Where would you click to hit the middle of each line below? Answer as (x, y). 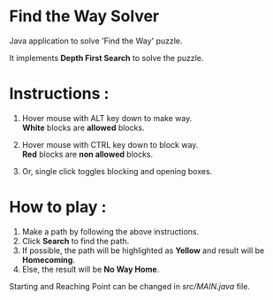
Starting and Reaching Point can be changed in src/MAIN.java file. (129, 286)
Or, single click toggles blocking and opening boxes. (117, 171)
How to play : (58, 208)
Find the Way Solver (84, 16)
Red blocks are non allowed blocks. (87, 154)
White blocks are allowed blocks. (83, 127)
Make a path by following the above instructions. (110, 231)
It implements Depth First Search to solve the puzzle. (106, 58)
